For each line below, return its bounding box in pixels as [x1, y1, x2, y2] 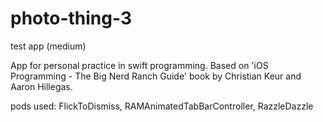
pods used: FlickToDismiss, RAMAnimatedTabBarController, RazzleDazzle [10, 100, 314, 112]
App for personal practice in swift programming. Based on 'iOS [10, 59, 269, 71]
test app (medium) [10, 40, 87, 52]
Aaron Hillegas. [10, 80, 73, 92]
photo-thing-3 [10, 7, 132, 30]
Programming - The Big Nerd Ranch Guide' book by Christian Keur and [10, 70, 302, 82]
